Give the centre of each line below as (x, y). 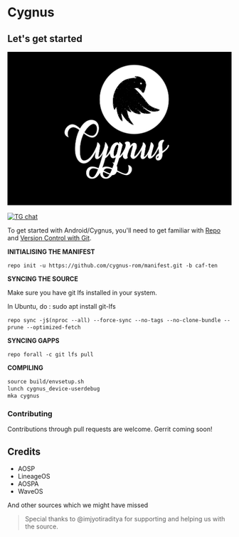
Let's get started (45, 39)
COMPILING (26, 368)
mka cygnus (23, 395)
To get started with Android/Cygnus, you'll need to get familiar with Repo (114, 230)
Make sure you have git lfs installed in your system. (83, 292)
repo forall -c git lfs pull (51, 354)
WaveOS (30, 491)
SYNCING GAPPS (33, 340)
